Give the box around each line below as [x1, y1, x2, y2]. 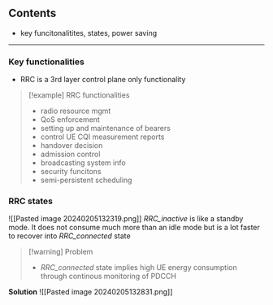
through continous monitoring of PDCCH [40, 272, 177, 281]
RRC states [8, 195, 53, 207]
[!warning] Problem [28, 247, 93, 257]
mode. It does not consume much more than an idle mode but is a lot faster [8, 223, 260, 233]
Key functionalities [8, 56, 85, 68]
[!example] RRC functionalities [28, 90, 130, 100]
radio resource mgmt [40, 106, 111, 116]
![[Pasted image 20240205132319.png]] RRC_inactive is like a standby [8, 214, 244, 224]
